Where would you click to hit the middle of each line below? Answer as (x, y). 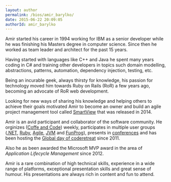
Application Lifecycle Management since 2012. (55, 153)
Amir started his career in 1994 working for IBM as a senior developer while (84, 39)
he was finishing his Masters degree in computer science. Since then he (81, 44)
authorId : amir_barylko (31, 24)
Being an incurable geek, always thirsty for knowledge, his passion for (79, 80)
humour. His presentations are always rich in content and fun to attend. (80, 174)
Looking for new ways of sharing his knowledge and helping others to (79, 101)
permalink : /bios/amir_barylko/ (40, 15)
